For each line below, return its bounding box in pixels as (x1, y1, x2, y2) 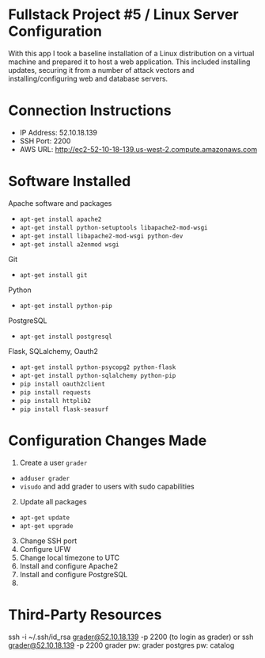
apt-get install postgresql (19, 333, 112, 340)
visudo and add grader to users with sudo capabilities (19, 481, 195, 491)
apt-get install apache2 (19, 215, 102, 223)
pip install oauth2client (19, 380, 105, 388)
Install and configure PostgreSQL (19, 569, 128, 579)
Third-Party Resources (8, 606, 162, 623)
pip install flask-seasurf (19, 405, 109, 413)
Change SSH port (19, 536, 78, 546)
